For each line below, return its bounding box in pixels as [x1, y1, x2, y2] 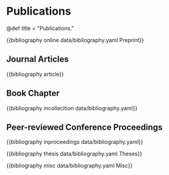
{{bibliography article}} [6, 70, 64, 78]
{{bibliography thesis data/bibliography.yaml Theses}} [6, 150, 142, 157]
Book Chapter [6, 88, 60, 99]
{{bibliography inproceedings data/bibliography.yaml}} [6, 138, 143, 146]
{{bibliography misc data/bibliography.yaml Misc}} [6, 162, 133, 169]
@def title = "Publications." [6, 24, 74, 32]
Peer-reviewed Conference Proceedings [6, 122, 163, 132]
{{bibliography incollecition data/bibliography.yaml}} [6, 104, 138, 111]
